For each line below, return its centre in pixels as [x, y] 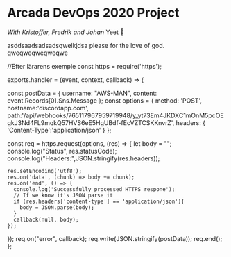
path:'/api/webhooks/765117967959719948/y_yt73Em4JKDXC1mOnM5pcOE [115, 115]
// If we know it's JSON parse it [63, 195]
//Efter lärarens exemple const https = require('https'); [84, 66]
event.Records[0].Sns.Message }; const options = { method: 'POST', [105, 100]
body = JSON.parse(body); [57, 207]
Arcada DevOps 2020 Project [93, 13]
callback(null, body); [46, 219]
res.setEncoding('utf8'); [44, 171]
